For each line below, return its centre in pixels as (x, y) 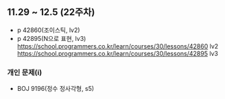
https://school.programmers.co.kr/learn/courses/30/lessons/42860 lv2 (118, 46)
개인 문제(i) (25, 72)
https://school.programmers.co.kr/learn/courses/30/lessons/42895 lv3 (117, 53)
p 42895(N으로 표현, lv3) (51, 38)
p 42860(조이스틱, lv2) (48, 30)
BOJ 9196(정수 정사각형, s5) (56, 89)
